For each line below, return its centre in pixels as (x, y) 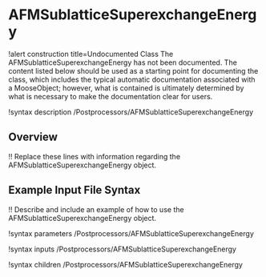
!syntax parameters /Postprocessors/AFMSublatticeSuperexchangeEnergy (131, 233)
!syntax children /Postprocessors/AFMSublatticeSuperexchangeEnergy (125, 264)
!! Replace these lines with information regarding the (95, 156)
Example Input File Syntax (75, 190)
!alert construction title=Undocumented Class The (91, 54)
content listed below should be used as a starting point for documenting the (133, 70)
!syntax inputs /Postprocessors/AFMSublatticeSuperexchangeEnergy (122, 249)
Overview (33, 137)
